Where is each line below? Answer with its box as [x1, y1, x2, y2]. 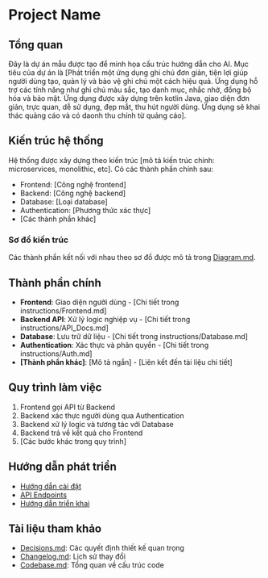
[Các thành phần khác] [19, 214, 97, 224]
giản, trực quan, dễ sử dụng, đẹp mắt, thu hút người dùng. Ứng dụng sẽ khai [8, 103, 260, 111]
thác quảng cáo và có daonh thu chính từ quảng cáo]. [8, 111, 187, 120]
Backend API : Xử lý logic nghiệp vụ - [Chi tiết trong [19, 314, 191, 324]
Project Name [8, 6, 101, 24]
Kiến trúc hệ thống [8, 134, 104, 148]
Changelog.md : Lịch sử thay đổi [19, 551, 126, 562]
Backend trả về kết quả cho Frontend [19, 428, 143, 438]
